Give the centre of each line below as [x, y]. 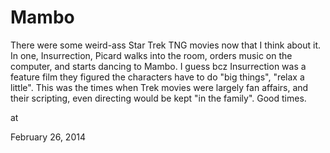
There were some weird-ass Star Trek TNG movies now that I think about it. [166, 45]
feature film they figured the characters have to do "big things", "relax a [157, 77]
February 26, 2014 [48, 137]
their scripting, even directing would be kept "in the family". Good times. [158, 98]
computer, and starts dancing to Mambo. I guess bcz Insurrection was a [158, 66]
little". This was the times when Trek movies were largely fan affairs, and [159, 87]
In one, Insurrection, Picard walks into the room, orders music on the [151, 55]
